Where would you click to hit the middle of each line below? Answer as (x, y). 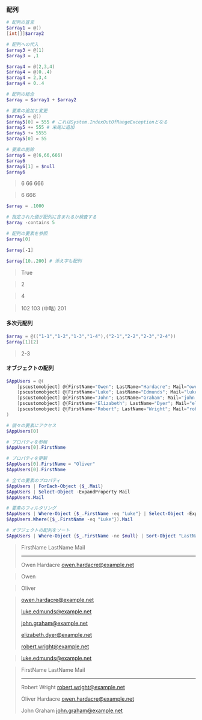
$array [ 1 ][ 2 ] (23, 342)
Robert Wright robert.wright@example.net (73, 687)
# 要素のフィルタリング (31, 508)
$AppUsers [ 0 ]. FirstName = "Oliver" (51, 464)
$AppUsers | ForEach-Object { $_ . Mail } (55, 486)
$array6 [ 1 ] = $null (31, 166)
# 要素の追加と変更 (27, 111)
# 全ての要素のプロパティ (34, 480)
